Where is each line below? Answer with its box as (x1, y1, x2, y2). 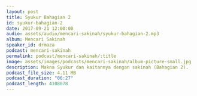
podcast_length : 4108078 (6, 81, 68, 87)
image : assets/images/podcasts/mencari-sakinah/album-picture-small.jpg (6, 58, 192, 64)
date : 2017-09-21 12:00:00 (6, 25, 74, 32)
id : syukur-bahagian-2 (6, 20, 63, 26)
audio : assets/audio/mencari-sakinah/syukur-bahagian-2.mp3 (6, 31, 160, 37)
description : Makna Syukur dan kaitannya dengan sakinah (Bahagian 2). (6, 64, 189, 70)
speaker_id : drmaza (6, 42, 55, 48)
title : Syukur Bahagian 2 (6, 14, 71, 20)
